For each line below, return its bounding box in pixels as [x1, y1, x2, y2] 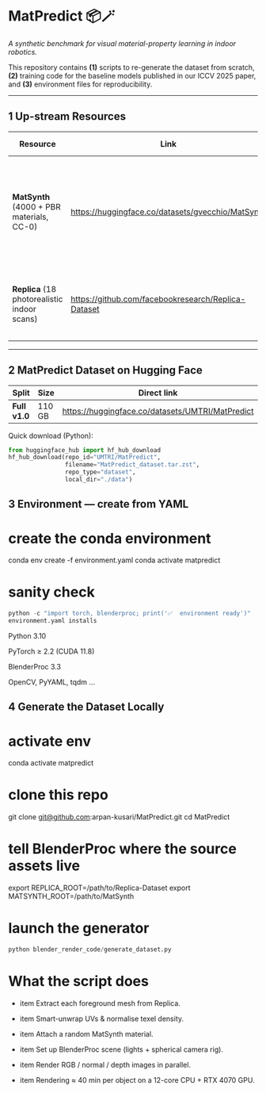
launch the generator [8, 919, 150, 938]
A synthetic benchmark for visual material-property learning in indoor [8, 38, 236, 48]
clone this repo [8, 786, 108, 804]
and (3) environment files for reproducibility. [8, 79, 153, 89]
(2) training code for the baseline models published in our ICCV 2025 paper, [8, 71, 256, 80]
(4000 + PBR [12, 201, 61, 212]
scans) [12, 313, 38, 324]
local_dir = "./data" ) [64, 476, 133, 484]
